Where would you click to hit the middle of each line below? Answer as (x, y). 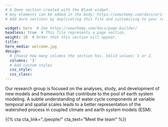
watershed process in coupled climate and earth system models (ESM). (79, 110)
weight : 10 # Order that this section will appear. (61, 37)
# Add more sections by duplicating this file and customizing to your (81, 19)
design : (13, 51)
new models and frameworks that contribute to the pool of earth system (79, 94)
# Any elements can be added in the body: (50, 14)
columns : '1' (23, 60)
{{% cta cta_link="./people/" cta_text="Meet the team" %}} (66, 119)
